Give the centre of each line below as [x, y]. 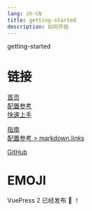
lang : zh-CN [24, 14]
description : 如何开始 [38, 26]
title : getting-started [42, 20]
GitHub [17, 152]
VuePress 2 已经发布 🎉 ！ [44, 201]
